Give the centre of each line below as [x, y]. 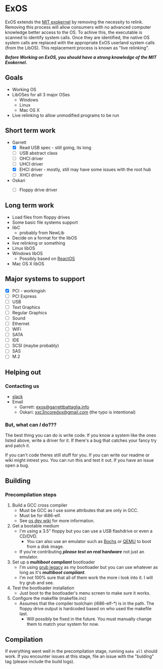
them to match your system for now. [63, 624]
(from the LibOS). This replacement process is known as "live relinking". [77, 48]
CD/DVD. [28, 536]
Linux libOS [24, 248]
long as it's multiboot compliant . [53, 573]
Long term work [30, 206]
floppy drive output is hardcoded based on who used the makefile [85, 609]
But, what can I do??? [31, 425]
